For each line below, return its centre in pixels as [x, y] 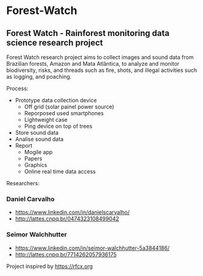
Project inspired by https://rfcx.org [50, 266]
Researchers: [23, 183]
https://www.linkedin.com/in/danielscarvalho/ [72, 212]
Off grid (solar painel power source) [69, 107]
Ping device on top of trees [58, 126]
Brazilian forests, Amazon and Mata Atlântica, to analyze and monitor [93, 64]
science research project [55, 42]
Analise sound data [39, 139]
